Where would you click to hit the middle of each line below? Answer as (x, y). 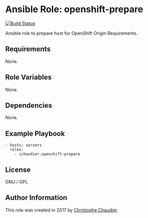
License (18, 170)
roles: (17, 150)
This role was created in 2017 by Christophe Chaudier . (62, 210)
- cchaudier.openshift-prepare (47, 154)
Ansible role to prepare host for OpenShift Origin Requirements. (71, 33)
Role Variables (28, 77)
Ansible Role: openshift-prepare (74, 9)
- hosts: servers (24, 146)
